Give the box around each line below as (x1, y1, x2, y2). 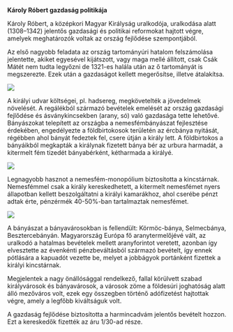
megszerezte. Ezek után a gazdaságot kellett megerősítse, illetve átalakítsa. (7, 70, 225, 78)
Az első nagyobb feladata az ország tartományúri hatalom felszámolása (7, 48, 213, 56)
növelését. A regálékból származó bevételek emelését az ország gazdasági (7, 104, 224, 112)
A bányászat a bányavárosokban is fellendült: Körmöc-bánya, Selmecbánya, (7, 224, 227, 232)
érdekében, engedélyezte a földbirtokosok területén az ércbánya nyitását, (7, 126, 220, 135)
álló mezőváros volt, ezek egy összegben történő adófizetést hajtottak (7, 289, 209, 297)
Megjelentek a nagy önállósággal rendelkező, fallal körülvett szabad (7, 275, 202, 282)
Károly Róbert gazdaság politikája (7, 6, 107, 14)
